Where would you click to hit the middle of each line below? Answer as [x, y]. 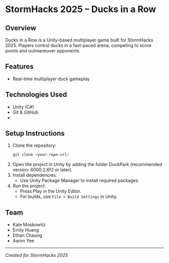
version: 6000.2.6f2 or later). [43, 170]
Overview [21, 28]
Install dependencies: [35, 175]
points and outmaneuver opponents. [43, 51]
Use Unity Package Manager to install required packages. [80, 181]
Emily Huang [26, 230]
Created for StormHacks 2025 [37, 255]
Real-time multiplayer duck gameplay [51, 79]
